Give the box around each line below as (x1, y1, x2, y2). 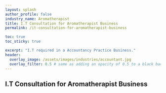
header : (5, 52, 21, 57)
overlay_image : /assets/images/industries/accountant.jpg (9, 57, 132, 62)
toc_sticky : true (5, 39, 41, 44)
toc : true (5, 34, 26, 39)
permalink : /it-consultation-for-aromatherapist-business (5, 26, 127, 31)
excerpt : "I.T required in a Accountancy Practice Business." (5, 48, 136, 53)
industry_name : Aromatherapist (5, 16, 70, 21)
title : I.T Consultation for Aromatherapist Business (5, 21, 119, 26)
